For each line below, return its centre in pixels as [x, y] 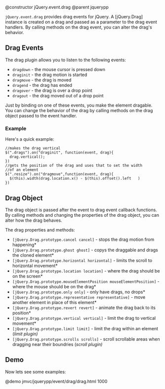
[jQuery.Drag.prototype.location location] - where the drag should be [86, 271]
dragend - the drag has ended [42, 85]
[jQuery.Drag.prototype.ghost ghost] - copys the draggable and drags [85, 250]
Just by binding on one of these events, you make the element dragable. [79, 105]
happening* [24, 244]
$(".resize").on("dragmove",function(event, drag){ [59, 174]
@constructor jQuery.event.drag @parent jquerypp [57, 7]
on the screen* [27, 276]
